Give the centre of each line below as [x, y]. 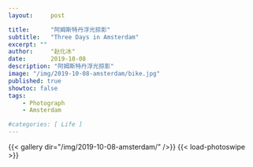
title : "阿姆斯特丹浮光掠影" [60, 30]
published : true [35, 81]
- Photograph [44, 103]
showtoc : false [33, 88]
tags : [17, 95]
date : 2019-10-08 [47, 59]
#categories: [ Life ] [45, 124]
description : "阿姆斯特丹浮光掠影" [61, 67]
